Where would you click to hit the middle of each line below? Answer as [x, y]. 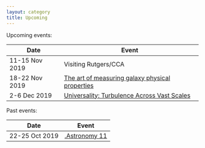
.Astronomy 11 [86, 136]
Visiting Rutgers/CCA [94, 64]
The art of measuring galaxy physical [117, 78]
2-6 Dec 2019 [31, 95]
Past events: [22, 110]
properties [79, 85]
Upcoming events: [29, 35]
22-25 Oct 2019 [34, 136]
